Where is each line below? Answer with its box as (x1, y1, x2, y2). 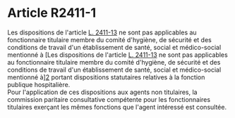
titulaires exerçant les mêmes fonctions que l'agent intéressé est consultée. (7, 103, 227, 111)
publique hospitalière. (7, 80, 71, 88)
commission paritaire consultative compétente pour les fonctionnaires (7, 95, 210, 103)
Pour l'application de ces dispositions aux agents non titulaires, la (7, 88, 198, 96)
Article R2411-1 (7, 5, 97, 21)
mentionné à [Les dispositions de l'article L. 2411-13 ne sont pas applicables (7, 51, 228, 59)
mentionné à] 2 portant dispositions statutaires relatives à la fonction (7, 72, 205, 81)
